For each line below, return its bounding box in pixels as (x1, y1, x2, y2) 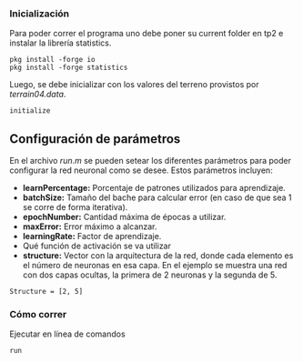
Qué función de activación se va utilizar (22, 240, 171, 252)
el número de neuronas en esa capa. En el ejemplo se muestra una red (22, 260, 288, 271)
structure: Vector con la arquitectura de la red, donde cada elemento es (22, 250, 294, 261)
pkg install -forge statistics (9, 63, 128, 73)
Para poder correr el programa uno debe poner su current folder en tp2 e (9, 28, 284, 39)
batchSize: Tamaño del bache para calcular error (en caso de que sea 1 (22, 192, 292, 203)
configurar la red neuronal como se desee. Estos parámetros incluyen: (9, 165, 273, 176)
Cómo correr (9, 308, 67, 321)
